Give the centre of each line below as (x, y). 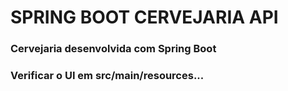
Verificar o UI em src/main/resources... (107, 76)
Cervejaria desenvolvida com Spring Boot (113, 49)
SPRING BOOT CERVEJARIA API (144, 17)
